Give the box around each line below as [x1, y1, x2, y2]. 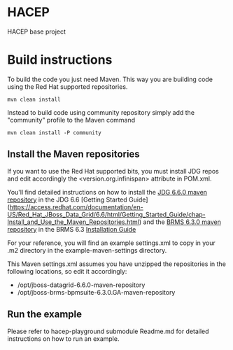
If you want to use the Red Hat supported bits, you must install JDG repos [7, 167, 219, 175]
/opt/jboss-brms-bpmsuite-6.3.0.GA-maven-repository [17, 288, 176, 296]
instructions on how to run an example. [7, 334, 120, 343]
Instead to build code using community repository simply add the [7, 108, 195, 116]
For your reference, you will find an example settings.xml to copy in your [7, 239, 216, 247]
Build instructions [7, 52, 113, 68]
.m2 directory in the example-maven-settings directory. [7, 246, 167, 254]
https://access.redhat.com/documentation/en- [9, 202, 143, 211]
